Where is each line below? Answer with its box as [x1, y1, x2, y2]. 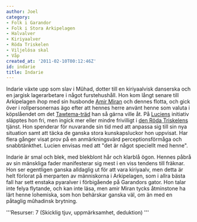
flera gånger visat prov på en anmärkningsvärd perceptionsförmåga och [6, 136, 182, 143]
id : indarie [6, 63, 35, 70]
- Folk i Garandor [6, 20, 51, 25]
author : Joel [6, 8, 38, 15]
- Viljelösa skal [6, 47, 49, 53]
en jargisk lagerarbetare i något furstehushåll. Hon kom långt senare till [6, 92, 179, 99]
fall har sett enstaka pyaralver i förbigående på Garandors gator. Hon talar [6, 179, 186, 186]
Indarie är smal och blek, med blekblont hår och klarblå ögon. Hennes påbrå [6, 153, 192, 160]
